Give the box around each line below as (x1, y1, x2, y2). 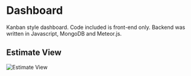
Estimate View (6, 48, 62, 58)
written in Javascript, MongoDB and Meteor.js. (6, 30, 122, 37)
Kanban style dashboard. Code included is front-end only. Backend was (6, 24, 186, 31)
